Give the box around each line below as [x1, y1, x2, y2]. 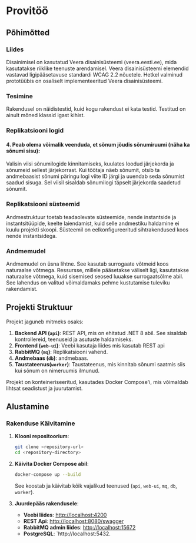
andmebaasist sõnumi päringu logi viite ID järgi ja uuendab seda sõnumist [6, 173, 185, 180]
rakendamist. [6, 285, 38, 292]
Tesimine [6, 92, 34, 100]
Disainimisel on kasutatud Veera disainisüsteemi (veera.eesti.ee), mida [6, 58, 177, 65]
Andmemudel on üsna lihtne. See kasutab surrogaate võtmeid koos [6, 260, 169, 267]
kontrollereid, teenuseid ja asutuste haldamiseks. [14, 336, 134, 343]
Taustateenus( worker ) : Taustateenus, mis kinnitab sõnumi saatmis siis [14, 360, 185, 367]
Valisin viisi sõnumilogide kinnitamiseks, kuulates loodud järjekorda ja [6, 160, 174, 167]
